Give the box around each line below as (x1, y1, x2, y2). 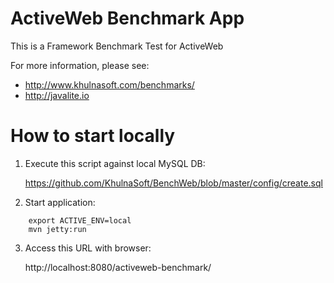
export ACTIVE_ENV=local (28, 215, 132, 226)
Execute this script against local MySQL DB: (24, 157, 206, 169)
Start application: (24, 196, 96, 208)
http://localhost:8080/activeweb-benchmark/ (24, 261, 212, 273)
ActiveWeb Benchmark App (10, 7, 245, 30)
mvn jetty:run (28, 224, 87, 234)
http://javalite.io (24, 89, 90, 101)
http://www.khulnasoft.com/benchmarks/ (24, 78, 195, 91)
